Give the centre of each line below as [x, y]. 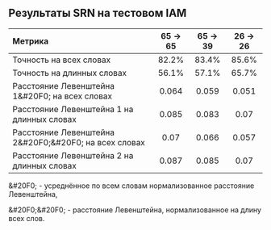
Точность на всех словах [62, 60]
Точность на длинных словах [70, 73]
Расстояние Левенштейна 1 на [73, 109]
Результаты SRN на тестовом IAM [98, 13]
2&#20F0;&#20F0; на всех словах [79, 142]
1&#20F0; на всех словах [63, 96]
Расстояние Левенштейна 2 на [73, 155]
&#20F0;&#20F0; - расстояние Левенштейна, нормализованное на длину [135, 210]
